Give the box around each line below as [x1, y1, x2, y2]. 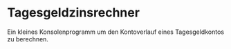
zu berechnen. [7, 35, 48, 43]
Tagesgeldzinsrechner [7, 5, 140, 21]
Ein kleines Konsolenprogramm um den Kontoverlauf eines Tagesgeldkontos [7, 28, 225, 36]
